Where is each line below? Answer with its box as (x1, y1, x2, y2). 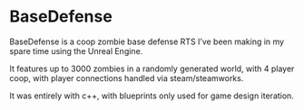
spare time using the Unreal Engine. (9, 45, 143, 56)
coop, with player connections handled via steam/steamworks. (9, 72, 244, 83)
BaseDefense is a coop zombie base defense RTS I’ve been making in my (9, 36, 284, 47)
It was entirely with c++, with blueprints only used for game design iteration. (9, 90, 295, 101)
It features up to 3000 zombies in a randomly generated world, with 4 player (9, 63, 295, 74)
